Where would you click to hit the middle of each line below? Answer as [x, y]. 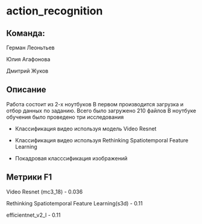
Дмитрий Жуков [27, 71]
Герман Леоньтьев [31, 47]
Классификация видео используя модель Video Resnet [86, 129]
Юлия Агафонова [28, 59]
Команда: [26, 33]
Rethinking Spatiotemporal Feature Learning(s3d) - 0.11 [74, 203]
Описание [26, 90]
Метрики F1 [29, 177]
